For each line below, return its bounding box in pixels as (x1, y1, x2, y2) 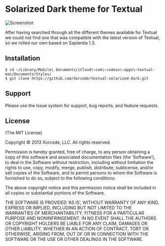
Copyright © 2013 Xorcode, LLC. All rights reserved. (5, 139, 111, 145)
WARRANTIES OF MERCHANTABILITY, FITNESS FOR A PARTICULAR (5, 210, 144, 216)
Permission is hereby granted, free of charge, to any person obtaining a (5, 149, 150, 155)
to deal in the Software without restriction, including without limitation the (5, 160, 154, 165)
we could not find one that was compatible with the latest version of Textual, (5, 35, 160, 41)
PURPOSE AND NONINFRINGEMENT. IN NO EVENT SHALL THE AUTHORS (5, 215, 157, 221)
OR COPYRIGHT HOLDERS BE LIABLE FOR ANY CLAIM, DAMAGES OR (5, 221, 148, 227)
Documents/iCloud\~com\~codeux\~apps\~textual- (56, 67, 155, 72)
